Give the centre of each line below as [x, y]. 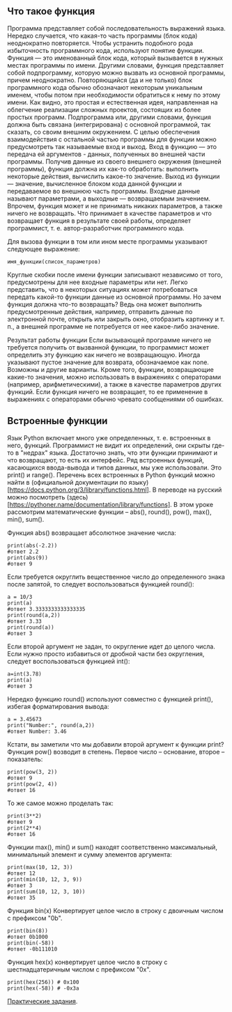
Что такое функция [51, 11]
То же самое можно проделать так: [60, 803]
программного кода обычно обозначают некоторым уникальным [105, 87]
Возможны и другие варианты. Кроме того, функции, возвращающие [110, 369]
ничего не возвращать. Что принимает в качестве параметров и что [110, 213]
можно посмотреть [36, 497]
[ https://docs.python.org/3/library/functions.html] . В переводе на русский [115, 490]
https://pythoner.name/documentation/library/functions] [90, 504]
